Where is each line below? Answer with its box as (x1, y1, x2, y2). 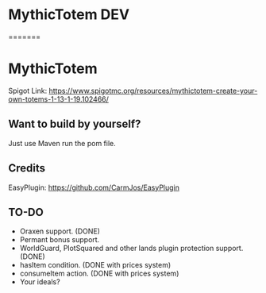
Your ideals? (19, 277, 61, 287)
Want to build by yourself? (8, 118, 141, 131)
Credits (8, 161, 46, 175)
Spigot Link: (8, 86, 48, 95)
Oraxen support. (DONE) (19, 226, 101, 236)
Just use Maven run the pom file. (8, 138, 117, 148)
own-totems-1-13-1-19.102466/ (8, 94, 110, 104)
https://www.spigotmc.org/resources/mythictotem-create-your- (48, 86, 258, 95)
